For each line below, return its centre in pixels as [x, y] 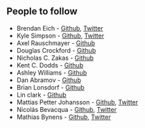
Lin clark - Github [41, 95]
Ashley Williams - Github [52, 72]
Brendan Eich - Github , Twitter [60, 28]
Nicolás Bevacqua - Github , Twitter [67, 109]
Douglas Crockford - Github [56, 50]
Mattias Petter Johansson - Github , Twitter [77, 102]
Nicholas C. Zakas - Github [55, 58]
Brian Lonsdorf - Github [50, 87]
